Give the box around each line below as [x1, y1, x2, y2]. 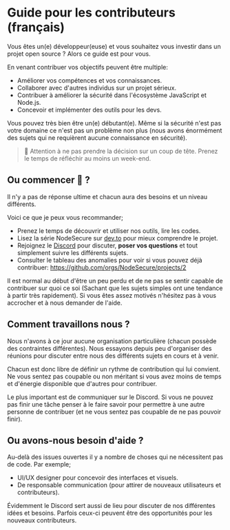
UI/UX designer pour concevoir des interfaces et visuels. [17, 473, 178, 482]
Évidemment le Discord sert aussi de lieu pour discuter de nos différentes [7, 502, 216, 510]
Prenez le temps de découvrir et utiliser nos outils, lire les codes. [17, 226, 201, 235]
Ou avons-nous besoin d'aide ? [7, 434, 144, 446]
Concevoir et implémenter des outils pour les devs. [17, 105, 162, 114]
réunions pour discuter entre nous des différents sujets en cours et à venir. [7, 351, 219, 360]
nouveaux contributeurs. [7, 516, 77, 524]
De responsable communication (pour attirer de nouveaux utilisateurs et [17, 481, 222, 489]
